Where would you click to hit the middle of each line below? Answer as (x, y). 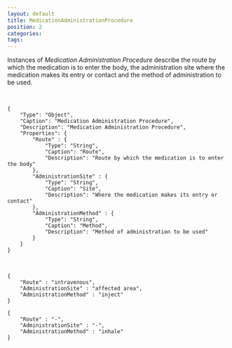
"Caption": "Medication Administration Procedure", (97, 121)
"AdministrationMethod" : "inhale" (72, 332)
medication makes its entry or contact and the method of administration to (115, 75)
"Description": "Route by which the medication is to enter (134, 158)
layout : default (31, 14)
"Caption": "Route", (75, 152)
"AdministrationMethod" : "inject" (72, 295)
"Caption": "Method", (76, 226)
